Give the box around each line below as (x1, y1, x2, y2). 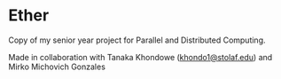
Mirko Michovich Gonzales (8, 61, 105, 72)
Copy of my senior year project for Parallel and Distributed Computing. (8, 35, 267, 45)
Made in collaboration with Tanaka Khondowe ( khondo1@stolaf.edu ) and (8, 51, 273, 62)
